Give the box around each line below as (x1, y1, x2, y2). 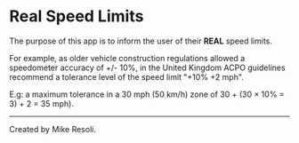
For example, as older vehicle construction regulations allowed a (9, 52, 246, 63)
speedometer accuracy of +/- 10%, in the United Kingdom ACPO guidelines (9, 62, 287, 73)
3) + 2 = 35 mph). (9, 98, 74, 108)
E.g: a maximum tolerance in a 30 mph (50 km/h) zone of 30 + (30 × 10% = (9, 89, 285, 99)
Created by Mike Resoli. (9, 123, 96, 134)
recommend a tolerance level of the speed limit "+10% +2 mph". (9, 71, 245, 82)
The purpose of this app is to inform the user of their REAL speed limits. (9, 36, 273, 46)
